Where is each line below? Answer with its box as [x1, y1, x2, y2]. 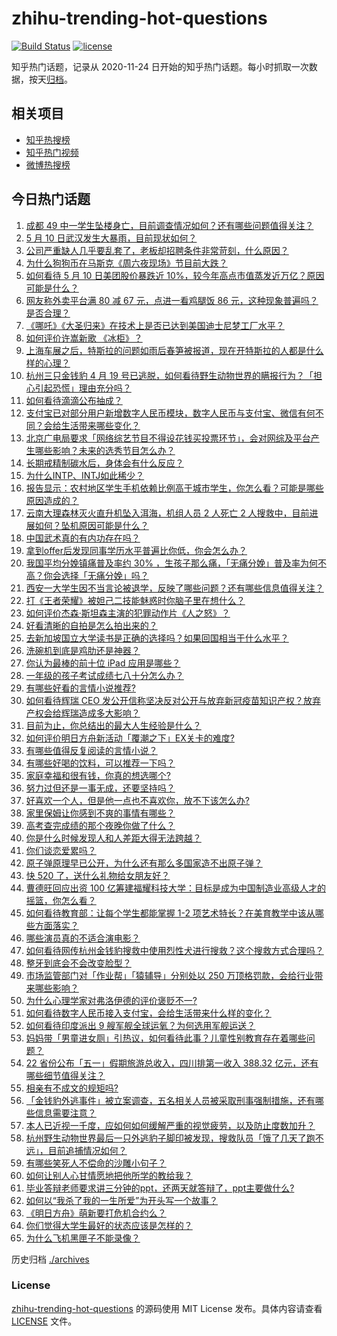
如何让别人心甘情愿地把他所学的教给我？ [25, 1169, 193, 1181]
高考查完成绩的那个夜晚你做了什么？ [25, 819, 176, 831]
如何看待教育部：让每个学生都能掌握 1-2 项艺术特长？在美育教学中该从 [25, 907, 316, 919]
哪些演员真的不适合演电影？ [25, 932, 141, 944]
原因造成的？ [25, 494, 79, 506]
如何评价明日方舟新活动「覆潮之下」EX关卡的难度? [25, 732, 235, 744]
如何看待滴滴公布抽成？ [25, 394, 123, 406]
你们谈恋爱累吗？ [25, 844, 97, 856]
